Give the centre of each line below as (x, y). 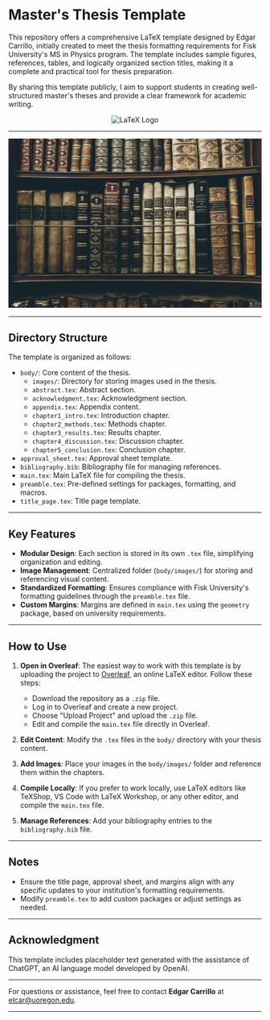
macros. (33, 492)
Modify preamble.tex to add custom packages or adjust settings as (131, 898)
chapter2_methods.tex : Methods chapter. (99, 424)
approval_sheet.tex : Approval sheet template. (96, 458)
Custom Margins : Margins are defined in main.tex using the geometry (135, 605)
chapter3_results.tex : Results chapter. (97, 433)
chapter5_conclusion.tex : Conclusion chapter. (108, 450)
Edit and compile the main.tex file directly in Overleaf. (121, 724)
